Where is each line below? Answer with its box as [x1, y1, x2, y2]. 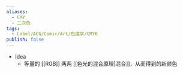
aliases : [6, 8, 28, 15]
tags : [6, 25, 20, 32]
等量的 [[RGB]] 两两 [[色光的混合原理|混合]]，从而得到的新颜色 [23, 60, 178, 67]
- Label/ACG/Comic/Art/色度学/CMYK [11, 31, 98, 37]
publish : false [6, 36, 44, 42]
